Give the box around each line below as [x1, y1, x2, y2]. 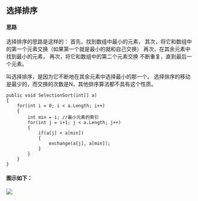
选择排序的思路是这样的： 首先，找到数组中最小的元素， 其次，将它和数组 [6, 38, 187, 45]
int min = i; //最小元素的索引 [27, 114, 99, 120]
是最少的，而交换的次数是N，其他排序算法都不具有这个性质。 [6, 80, 157, 88]
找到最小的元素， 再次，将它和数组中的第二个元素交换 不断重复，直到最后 [6, 52, 187, 60]
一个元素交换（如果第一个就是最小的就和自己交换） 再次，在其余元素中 [16, 45, 191, 52]
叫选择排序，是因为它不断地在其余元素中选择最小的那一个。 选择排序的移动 [6, 73, 191, 80]
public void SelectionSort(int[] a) [6, 92, 97, 98]
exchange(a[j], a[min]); [48, 140, 111, 146]
